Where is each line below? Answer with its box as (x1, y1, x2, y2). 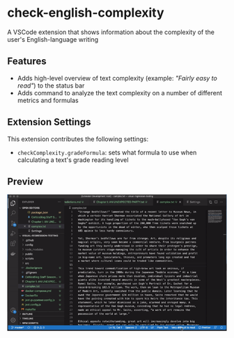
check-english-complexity (7, 5, 165, 21)
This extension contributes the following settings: (7, 134, 148, 143)
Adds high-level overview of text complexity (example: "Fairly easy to (17, 74, 217, 82)
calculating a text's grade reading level (17, 155, 129, 164)
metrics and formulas (17, 96, 79, 104)
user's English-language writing (7, 35, 99, 43)
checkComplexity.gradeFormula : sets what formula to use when (17, 148, 197, 156)
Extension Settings (7, 116, 91, 128)
